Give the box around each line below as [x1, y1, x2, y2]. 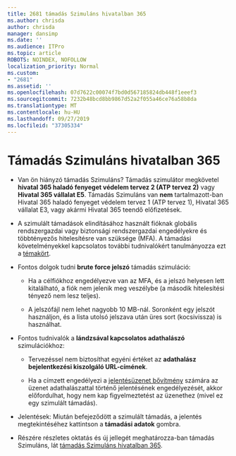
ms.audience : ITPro [7, 43, 65, 50]
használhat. [27, 320, 62, 329]
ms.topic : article [7, 50, 61, 57]
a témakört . [17, 249, 51, 258]
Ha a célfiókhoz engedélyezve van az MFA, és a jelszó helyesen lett [27, 277, 225, 285]
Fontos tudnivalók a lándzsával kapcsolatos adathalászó [17, 334, 185, 342]
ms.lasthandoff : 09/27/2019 [7, 115, 90, 122]
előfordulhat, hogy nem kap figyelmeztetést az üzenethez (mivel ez [27, 391, 223, 400]
